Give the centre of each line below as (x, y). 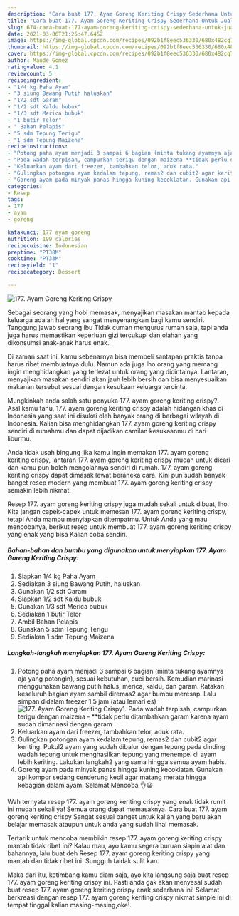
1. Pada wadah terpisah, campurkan (175, 709)
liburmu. (20, 438)
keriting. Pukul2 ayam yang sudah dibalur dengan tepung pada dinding (121, 746)
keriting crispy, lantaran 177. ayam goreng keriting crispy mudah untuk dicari (119, 460)
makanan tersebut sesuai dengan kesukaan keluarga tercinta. (97, 386)
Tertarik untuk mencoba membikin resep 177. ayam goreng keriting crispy (115, 838)
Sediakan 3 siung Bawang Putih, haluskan (79, 583)
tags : (15, 200)
